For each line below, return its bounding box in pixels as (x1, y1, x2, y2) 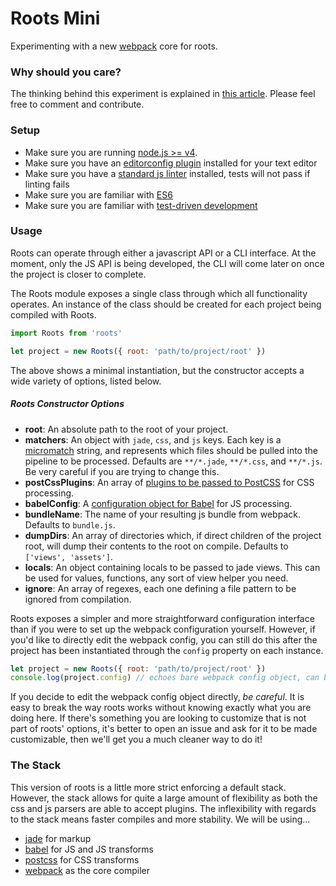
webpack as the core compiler (24, 864, 151, 876)
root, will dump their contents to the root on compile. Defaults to (24, 540, 289, 552)
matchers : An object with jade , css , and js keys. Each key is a (24, 433, 282, 446)
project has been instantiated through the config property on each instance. (10, 644, 324, 656)
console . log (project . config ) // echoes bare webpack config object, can (10, 673, 320, 683)
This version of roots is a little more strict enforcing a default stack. (10, 781, 287, 793)
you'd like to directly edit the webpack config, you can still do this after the (10, 633, 318, 646)
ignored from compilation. (24, 593, 132, 605)
